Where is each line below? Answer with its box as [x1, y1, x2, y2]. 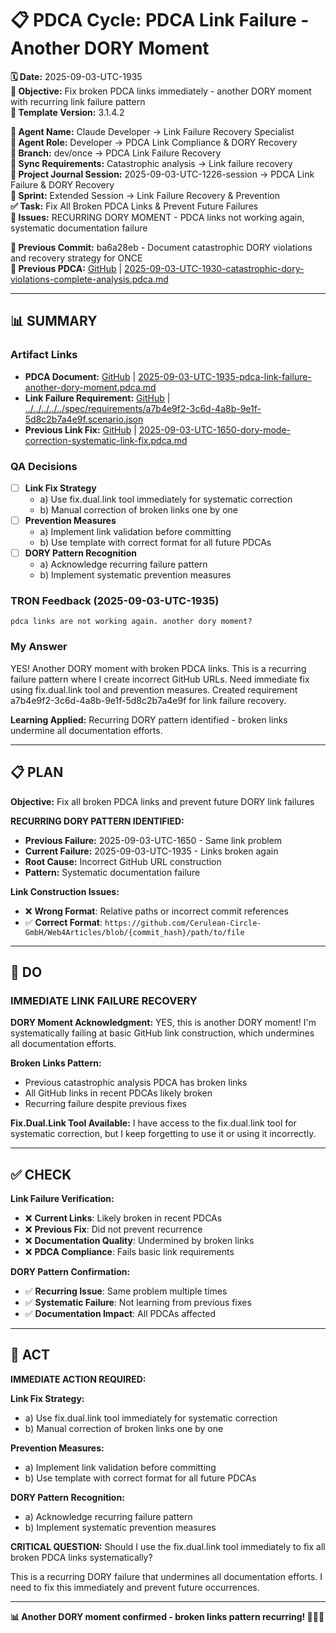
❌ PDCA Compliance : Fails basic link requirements [24, 1246, 235, 1258]
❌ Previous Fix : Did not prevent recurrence [24, 1223, 203, 1236]
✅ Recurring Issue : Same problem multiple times [24, 1285, 228, 1297]
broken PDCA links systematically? [10, 1551, 153, 1563]
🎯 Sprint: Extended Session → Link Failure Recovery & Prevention [10, 189, 280, 201]
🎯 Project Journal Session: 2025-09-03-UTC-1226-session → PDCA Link [10, 168, 315, 180]
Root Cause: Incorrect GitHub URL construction [24, 855, 222, 867]
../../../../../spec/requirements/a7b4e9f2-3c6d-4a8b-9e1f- [24, 402, 262, 414]
